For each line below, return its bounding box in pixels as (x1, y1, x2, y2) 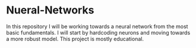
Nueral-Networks (6, 4, 94, 17)
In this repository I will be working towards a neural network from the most (6, 23, 188, 30)
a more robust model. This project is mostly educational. (6, 35, 144, 42)
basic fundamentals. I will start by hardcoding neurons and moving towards (6, 29, 191, 36)
